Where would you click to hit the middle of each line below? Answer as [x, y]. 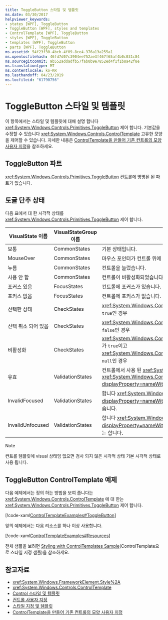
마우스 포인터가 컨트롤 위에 [131, 259]
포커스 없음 [20, 296]
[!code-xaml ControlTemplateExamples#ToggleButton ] [61, 516]
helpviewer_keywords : [28, 19]
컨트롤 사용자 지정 [30, 599]
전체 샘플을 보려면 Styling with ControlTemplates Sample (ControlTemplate [80, 546]
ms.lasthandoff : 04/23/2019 [34, 75]
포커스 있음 [20, 287]
